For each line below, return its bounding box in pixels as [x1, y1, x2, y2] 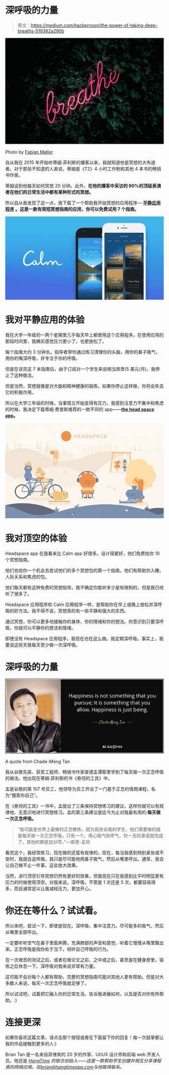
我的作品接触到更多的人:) [5, 1041, 57, 1047]
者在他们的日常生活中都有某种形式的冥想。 [5, 189, 94, 195]
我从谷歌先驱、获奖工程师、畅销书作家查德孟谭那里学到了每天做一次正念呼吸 [5, 769, 164, 775]
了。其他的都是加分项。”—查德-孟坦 [17, 839, 91, 845]
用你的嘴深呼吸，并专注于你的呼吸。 [5, 355, 80, 361]
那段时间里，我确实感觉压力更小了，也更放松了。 [5, 338, 107, 344]
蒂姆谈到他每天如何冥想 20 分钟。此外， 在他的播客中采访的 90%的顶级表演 [5, 183, 161, 189]
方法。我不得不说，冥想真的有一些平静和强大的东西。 [18, 608, 129, 614]
